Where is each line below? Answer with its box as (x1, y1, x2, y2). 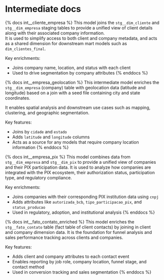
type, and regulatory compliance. (5, 175, 72, 180)
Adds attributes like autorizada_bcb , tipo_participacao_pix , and (12, 199, 142, 204)
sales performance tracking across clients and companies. (5, 234, 123, 240)
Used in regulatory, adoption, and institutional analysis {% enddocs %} (12, 209, 155, 215)
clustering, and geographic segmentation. (5, 109, 90, 116)
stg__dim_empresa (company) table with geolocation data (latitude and (5, 84, 146, 90)
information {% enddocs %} (12, 144, 69, 150)
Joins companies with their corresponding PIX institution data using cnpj (12, 194, 159, 200)
